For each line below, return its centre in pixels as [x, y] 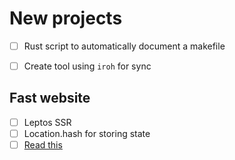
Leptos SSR [47, 122]
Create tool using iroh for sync [87, 66]
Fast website [50, 98]
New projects [66, 18]
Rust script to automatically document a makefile [124, 46]
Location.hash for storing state [87, 133]
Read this [43, 145]
